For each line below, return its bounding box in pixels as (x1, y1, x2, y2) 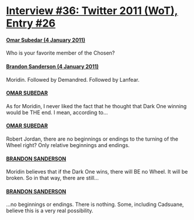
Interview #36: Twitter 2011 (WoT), (6, 4, 178, 18)
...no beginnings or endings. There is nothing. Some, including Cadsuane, (6, 201, 184, 208)
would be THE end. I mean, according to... (6, 109, 108, 116)
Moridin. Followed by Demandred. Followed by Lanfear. (6, 76, 140, 83)
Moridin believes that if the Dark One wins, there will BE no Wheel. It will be (6, 168, 188, 175)
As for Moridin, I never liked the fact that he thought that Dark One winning (6, 102, 187, 109)
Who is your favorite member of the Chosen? (6, 49, 115, 56)
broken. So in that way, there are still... (6, 175, 99, 182)
